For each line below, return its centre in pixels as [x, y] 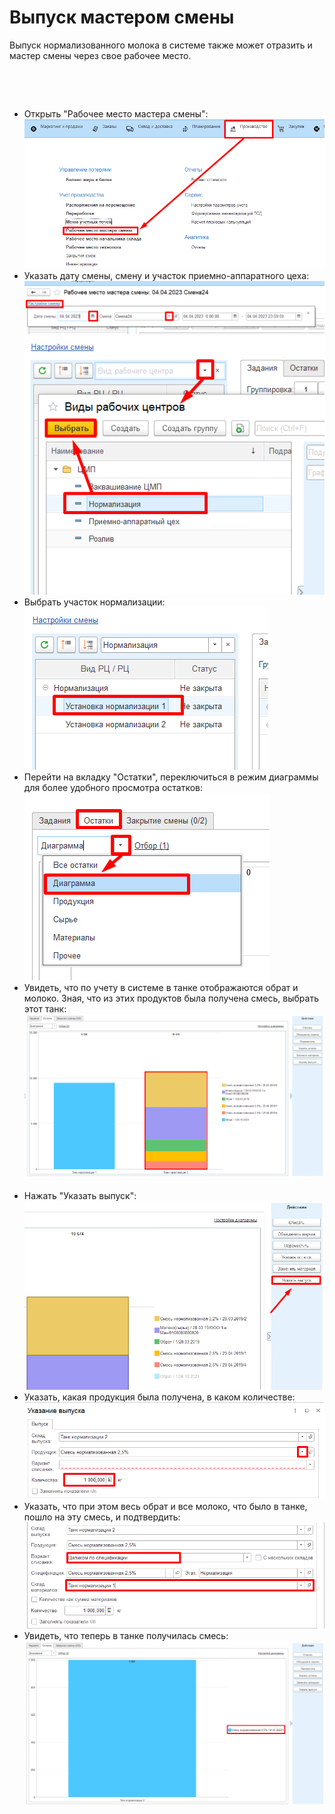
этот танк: [45, 1008]
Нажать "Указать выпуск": [80, 1196]
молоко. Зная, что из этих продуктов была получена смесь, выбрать [171, 998]
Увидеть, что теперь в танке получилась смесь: [126, 1636]
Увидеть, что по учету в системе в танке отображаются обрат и [161, 987]
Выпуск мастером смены [122, 17]
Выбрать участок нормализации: [94, 602]
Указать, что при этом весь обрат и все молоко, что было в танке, [165, 1507]
